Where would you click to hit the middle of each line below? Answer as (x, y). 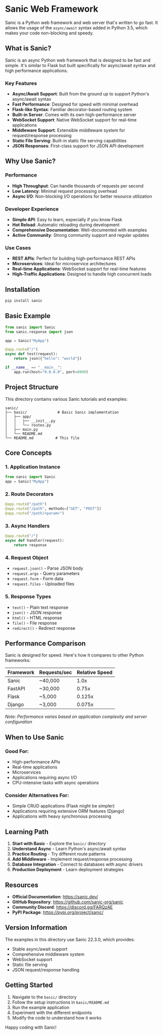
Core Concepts (29, 453)
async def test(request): (31, 354)
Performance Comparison (45, 643)
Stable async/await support (40, 949)
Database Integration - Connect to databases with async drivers (77, 864)
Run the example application (41, 1007)
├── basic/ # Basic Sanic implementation (62, 412)
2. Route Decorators (29, 494)
